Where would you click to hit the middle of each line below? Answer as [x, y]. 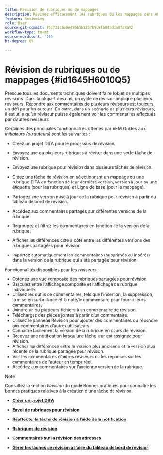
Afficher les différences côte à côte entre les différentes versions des [81, 240]
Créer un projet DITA [33, 400]
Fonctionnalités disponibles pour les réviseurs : [52, 269]
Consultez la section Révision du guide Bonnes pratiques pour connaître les [81, 385]
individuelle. [24, 289]
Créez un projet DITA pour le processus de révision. [64, 143]
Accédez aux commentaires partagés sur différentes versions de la [79, 211]
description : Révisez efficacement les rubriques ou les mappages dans [79, 14]
